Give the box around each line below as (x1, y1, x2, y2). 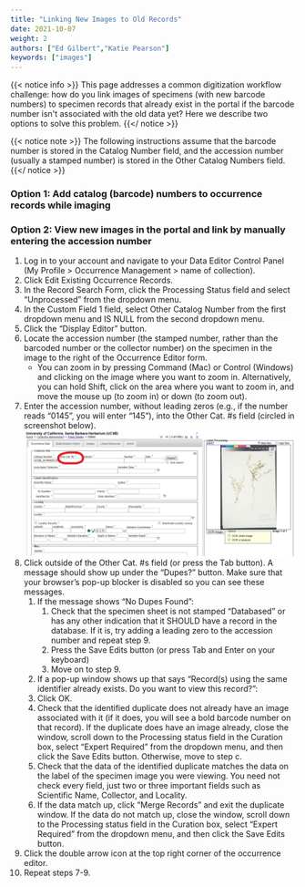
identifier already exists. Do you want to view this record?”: (36, 683, 259, 694)
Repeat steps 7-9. (23, 867, 91, 878)
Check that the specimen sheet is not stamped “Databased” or (50, 605, 286, 616)
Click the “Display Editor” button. (23, 324, 147, 335)
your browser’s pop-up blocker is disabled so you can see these (23, 576, 265, 587)
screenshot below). (23, 420, 97, 431)
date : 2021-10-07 (10, 24, 76, 34)
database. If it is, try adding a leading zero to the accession (50, 624, 273, 635)
